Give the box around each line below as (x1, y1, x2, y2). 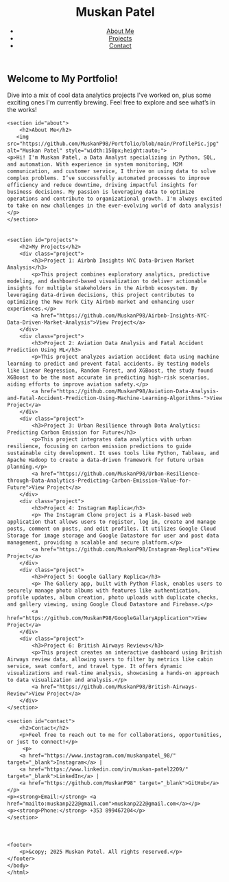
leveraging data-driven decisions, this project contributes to (7, 291, 195, 299)
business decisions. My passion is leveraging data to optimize (7, 188, 195, 196)
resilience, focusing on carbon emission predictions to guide (7, 443, 192, 450)
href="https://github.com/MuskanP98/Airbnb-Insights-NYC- (40, 312, 210, 320)
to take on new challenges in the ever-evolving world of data (7, 202, 192, 210)
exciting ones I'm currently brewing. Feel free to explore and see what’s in (7, 98, 216, 107)
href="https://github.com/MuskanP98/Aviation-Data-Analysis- (40, 388, 219, 395)
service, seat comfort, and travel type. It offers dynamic (7, 663, 183, 670)
